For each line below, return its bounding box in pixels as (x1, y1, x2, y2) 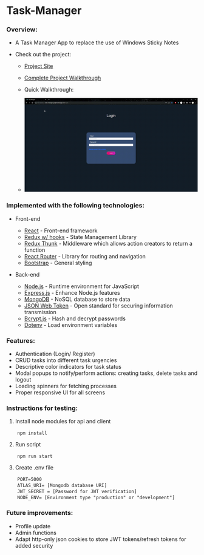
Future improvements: (6, 509, 73, 517)
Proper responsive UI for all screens (15, 389, 105, 396)
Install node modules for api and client (15, 418, 111, 425)
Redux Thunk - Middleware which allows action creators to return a (24, 240, 193, 247)
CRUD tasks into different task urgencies (15, 357, 117, 364)
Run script (15, 441, 41, 448)
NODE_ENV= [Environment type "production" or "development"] (17, 495, 175, 501)
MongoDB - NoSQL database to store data (24, 295, 131, 303)
